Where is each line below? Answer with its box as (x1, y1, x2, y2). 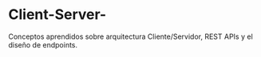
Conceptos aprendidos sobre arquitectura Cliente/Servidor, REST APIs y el (8, 32, 253, 41)
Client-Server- (8, 6, 107, 24)
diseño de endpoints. (8, 40, 78, 49)
